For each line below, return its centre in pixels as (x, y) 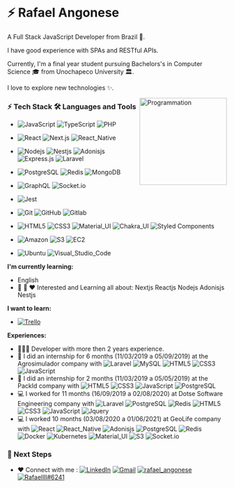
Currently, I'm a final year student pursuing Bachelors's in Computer (105, 63)
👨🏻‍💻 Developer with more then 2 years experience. (91, 349)
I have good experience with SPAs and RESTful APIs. (83, 50)
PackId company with (48, 386)
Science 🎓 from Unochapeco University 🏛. (71, 71)
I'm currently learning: (40, 267)
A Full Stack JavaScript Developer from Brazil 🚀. (76, 37)
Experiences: (27, 336)
